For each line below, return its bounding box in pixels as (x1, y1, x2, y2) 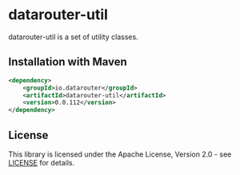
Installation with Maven (8, 55, 128, 69)
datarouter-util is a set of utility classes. (8, 32, 138, 42)
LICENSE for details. (8, 157, 75, 167)
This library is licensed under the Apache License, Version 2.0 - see (8, 149, 232, 159)
